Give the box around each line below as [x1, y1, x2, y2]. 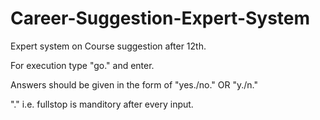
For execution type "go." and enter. [10, 59, 155, 71]
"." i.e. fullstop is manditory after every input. [10, 98, 194, 110]
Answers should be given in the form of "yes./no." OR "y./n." [10, 78, 259, 91]
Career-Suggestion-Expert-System [10, 7, 311, 30]
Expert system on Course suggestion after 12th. [10, 40, 207, 52]
